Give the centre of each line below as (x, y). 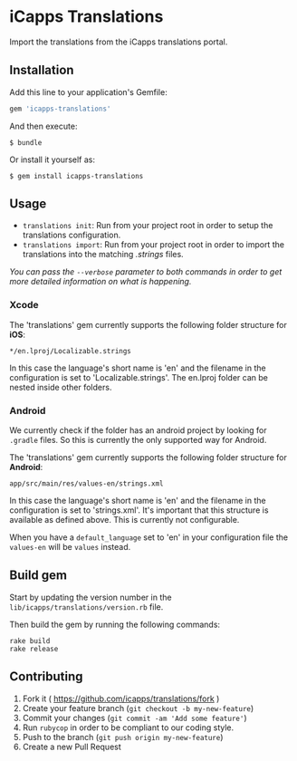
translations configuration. (72, 235)
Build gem (38, 576)
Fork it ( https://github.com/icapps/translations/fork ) (121, 698)
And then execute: (43, 126)
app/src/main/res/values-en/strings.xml (87, 484)
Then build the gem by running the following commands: (115, 624)
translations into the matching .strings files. (103, 255)
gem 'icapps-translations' (60, 109)
